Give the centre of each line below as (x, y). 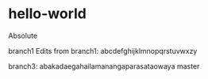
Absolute (23, 36)
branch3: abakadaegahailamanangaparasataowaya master (104, 66)
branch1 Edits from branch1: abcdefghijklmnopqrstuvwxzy (103, 51)
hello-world (48, 14)
